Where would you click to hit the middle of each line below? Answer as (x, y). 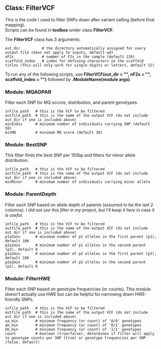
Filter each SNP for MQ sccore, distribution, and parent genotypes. (72, 103)
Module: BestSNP (26, 145)
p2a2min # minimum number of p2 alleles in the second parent (75, 262)
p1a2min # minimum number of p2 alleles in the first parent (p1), (81, 254)
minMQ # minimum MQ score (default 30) (54, 133)
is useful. (14, 215)
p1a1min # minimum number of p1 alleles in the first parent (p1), (81, 237)
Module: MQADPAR (28, 92)
